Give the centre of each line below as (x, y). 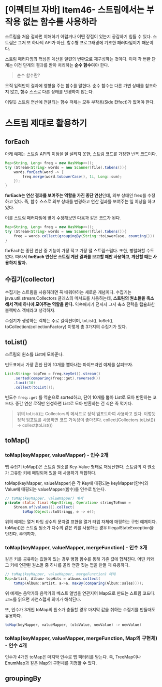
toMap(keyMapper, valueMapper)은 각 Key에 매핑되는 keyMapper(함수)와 (77, 483)
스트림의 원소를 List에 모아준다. (34, 354)
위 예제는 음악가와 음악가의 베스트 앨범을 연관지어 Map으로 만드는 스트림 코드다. (80, 593)
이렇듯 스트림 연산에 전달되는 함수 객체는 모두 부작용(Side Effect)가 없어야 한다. (80, 102)
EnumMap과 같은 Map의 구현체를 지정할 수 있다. (51, 663)
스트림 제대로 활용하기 (46, 123)
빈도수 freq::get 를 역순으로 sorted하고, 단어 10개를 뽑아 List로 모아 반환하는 (78, 397)
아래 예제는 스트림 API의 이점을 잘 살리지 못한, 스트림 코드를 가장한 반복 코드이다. (81, 154)
